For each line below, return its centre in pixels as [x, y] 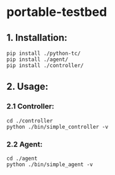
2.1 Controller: [30, 107]
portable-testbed [57, 12]
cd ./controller [30, 121]
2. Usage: [28, 87]
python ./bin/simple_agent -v [50, 164]
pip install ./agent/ [38, 59]
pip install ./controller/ [45, 66]
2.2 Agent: [24, 144]
